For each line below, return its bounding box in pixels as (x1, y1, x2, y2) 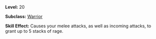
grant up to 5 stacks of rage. (5, 28, 64, 34)
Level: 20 (5, 4, 25, 10)
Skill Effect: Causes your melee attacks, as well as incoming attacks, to (5, 23, 152, 29)
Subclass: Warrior (5, 14, 43, 19)
